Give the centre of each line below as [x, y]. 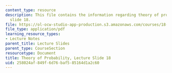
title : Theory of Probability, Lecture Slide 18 [58, 58]
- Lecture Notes [23, 39]
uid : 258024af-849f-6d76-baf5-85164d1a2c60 [52, 63]
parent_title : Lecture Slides [38, 44]
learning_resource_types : [33, 34]
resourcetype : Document [31, 53]
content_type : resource [31, 10]
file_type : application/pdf [35, 29]
